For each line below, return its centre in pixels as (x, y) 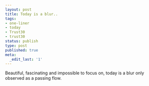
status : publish (22, 41)
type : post (16, 46)
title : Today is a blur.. (31, 14)
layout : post (18, 9)
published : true (22, 50)
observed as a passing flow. (33, 78)
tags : (11, 18)
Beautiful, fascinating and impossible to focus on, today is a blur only (75, 73)
